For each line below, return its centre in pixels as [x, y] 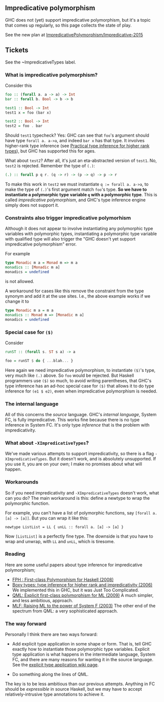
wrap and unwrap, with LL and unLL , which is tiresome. [60, 541]
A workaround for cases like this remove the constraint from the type [75, 291]
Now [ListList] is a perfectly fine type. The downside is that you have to [79, 536]
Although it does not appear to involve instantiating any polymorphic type [79, 229]
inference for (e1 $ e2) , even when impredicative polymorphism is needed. [81, 391]
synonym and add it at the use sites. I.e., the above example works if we [78, 296]
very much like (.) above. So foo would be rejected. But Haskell [70, 375]
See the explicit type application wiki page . [55, 665]
